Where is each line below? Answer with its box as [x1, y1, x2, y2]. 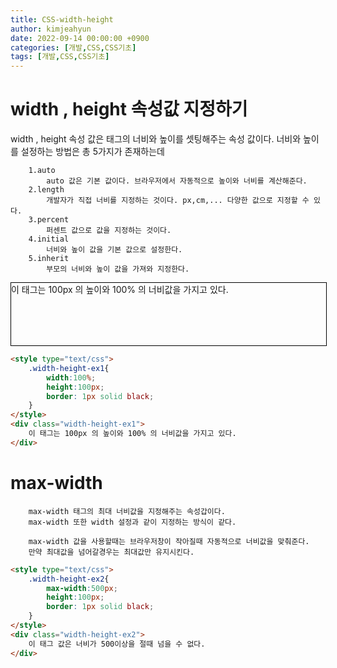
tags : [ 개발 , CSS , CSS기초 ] [10, 52, 110, 62]
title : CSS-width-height [10, 14, 114, 25]
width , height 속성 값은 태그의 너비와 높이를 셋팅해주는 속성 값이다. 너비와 [10, 133, 302, 145]
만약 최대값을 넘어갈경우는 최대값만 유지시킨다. [28, 547, 195, 557]
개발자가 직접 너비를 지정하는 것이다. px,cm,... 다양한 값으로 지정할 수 [46, 196, 310, 206]
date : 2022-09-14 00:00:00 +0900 [10, 33, 150, 43]
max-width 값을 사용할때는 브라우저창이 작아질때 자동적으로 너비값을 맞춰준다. [28, 536, 310, 546]
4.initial [28, 234, 70, 245]
